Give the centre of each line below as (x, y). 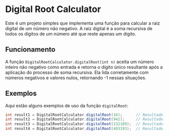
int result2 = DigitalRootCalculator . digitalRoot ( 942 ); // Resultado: (85, 119)
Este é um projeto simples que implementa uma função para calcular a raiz (82, 23)
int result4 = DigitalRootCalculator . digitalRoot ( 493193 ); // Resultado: (85, 129)
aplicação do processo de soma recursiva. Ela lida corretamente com (77, 72)
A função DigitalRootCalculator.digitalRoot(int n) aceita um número (80, 62)
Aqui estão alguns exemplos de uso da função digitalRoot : (67, 105)
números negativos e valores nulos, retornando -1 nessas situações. (76, 78)
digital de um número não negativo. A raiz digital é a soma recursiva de (79, 28)
